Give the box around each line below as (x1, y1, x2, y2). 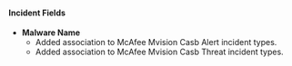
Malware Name (21, 27, 81, 38)
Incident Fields (8, 7, 65, 18)
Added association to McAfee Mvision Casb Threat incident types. (35, 46, 284, 58)
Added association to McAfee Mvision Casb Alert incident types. (35, 37, 277, 48)
